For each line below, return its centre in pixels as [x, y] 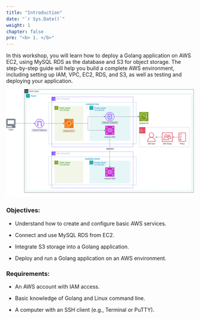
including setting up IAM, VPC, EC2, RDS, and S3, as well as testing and [94, 75]
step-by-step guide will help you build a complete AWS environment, [90, 68]
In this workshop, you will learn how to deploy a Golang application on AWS [99, 56]
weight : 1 [18, 25]
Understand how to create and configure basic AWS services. [90, 223]
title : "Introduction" [34, 13]
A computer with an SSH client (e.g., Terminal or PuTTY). [85, 310]
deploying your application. [40, 81]
